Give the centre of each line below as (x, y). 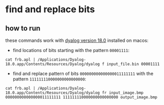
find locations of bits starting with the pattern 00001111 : (71, 50)
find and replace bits (50, 9)
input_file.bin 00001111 (133, 64)
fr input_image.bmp (123, 93)
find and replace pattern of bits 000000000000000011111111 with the (83, 73)
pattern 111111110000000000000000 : (49, 79)
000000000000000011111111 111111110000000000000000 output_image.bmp (81, 97)
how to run (23, 28)
